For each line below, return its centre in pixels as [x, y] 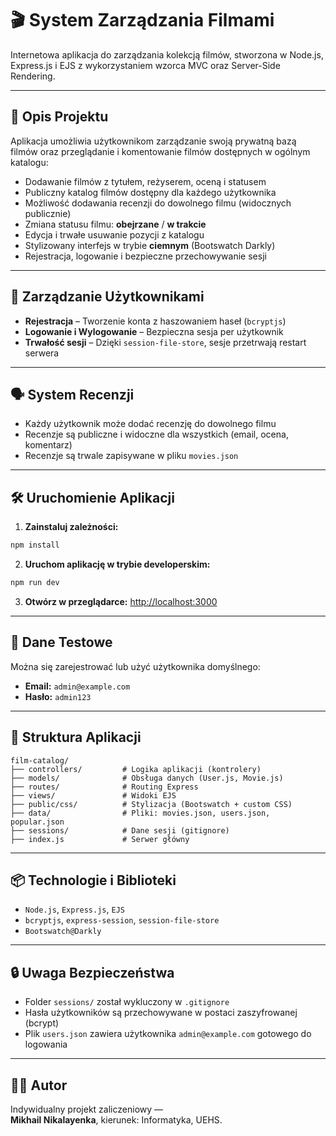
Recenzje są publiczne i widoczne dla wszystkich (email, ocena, [156, 434]
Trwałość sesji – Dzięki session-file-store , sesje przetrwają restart [165, 342]
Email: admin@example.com [77, 686]
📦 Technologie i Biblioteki [93, 880]
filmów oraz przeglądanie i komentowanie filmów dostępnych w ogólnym [160, 151]
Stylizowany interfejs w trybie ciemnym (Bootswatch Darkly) [150, 245]
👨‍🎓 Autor [39, 1085]
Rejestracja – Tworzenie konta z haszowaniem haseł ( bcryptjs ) [155, 321]
